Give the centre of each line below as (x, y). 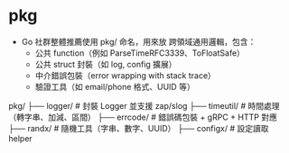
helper (20, 138)
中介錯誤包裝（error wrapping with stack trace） (125, 75)
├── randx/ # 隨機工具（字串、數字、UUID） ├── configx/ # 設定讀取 (139, 128)
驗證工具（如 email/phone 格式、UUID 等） (115, 86)
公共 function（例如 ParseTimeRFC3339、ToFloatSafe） (140, 53)
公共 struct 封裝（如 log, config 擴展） (106, 64)
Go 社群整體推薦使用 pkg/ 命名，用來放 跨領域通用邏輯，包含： (139, 41)
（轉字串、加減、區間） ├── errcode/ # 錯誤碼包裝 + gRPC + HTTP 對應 (143, 117)
